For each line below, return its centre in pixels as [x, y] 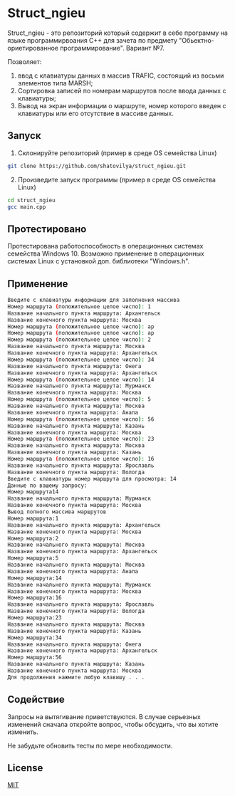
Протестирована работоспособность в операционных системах [105, 246]
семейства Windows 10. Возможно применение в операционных [106, 253]
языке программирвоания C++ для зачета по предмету [93, 40]
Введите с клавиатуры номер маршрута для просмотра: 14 [92, 478]
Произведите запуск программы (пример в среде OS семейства [116, 179]
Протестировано [47, 229]
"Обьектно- [197, 40]
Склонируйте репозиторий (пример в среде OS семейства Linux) [117, 153]
